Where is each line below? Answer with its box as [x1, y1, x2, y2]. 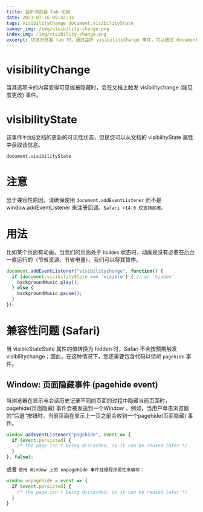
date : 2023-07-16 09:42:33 [6, 15, 74, 21]
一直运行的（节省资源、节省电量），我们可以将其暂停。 [6, 256, 141, 263]
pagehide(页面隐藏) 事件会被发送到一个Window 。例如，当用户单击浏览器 [6, 404, 189, 412]
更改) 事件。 [11, 91, 42, 99]
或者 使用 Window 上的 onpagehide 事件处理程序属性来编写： [6, 466, 145, 473]
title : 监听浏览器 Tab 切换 [6, 8, 71, 15]
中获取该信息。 [6, 141, 43, 148]
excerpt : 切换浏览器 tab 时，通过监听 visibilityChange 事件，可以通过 [6, 37, 174, 43]
